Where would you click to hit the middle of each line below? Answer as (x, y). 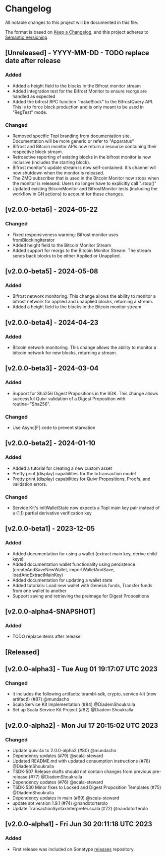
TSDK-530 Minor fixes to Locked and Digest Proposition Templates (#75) (87, 787)
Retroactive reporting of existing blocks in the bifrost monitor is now (82, 157)
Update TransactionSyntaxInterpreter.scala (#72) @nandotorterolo (80, 809)
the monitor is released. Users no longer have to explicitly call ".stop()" (84, 183)
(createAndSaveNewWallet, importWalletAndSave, (63, 569)
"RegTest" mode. (30, 112)
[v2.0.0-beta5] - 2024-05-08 (52, 271)
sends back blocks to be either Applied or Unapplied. (67, 256)
